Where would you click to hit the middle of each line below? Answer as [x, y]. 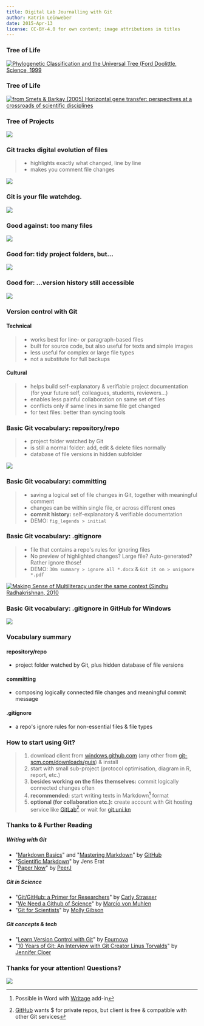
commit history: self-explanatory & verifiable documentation [106, 514]
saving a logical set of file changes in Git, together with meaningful [114, 494]
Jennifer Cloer [33, 952]
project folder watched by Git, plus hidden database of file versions [99, 665]
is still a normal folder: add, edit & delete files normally [98, 448]
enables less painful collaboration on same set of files [97, 399]
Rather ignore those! [56, 562]
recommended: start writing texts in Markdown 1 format [99, 795]
